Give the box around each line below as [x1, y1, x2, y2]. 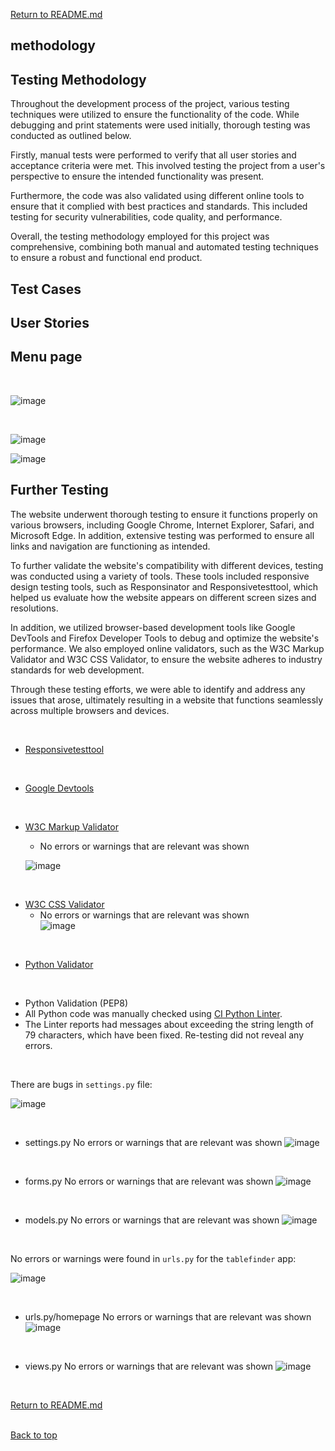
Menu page [10, 349, 83, 366]
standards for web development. [10, 664, 145, 676]
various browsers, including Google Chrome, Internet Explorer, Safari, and [10, 519, 315, 531]
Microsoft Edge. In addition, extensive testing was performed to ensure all [10, 529, 315, 541]
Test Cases [10, 280, 82, 298]
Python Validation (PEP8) [24, 997, 129, 1009]
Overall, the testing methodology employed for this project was [10, 230, 270, 243]
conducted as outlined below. [10, 130, 132, 142]
